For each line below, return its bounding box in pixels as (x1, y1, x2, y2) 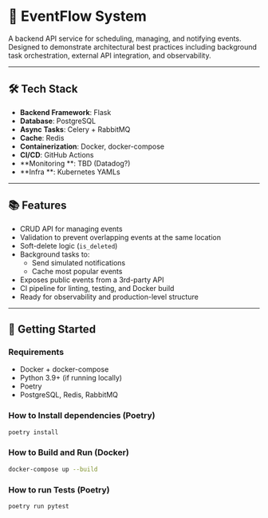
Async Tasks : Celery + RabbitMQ (19, 124, 131, 134)
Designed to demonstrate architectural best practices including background (8, 42, 258, 51)
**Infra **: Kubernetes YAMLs (19, 167, 121, 177)
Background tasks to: (19, 249, 90, 259)
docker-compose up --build (8, 465, 98, 473)
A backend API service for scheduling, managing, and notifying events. (8, 34, 242, 43)
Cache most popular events (31, 266, 123, 276)
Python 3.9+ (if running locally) (19, 373, 122, 383)
